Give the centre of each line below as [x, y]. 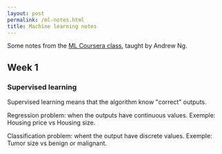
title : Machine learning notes [52, 26]
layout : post [26, 13]
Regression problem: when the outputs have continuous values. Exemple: [111, 115]
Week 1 [23, 67]
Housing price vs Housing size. [51, 123]
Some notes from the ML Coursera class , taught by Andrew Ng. [97, 46]
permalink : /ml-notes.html [46, 20]
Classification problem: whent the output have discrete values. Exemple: [110, 136]
